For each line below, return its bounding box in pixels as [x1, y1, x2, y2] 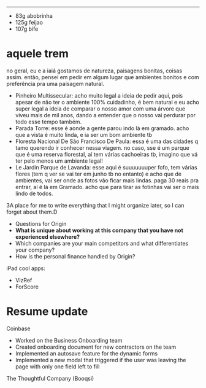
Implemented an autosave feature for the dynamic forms [15, 349, 158, 357]
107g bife [15, 25, 39, 33]
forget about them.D [6, 208, 58, 215]
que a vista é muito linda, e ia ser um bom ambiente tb [15, 131, 152, 138]
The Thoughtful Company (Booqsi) [6, 374, 94, 382]
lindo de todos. [15, 190, 53, 197]
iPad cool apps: [6, 265, 46, 272]
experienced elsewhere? [15, 233, 80, 240]
